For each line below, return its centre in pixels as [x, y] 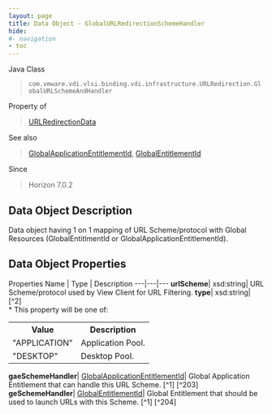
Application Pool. [113, 343]
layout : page [30, 16]
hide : [17, 31]
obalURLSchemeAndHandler [70, 91]
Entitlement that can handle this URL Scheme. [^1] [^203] [104, 384]
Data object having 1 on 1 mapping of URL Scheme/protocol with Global [127, 230]
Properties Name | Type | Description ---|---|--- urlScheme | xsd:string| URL [136, 283]
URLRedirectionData [62, 122]
